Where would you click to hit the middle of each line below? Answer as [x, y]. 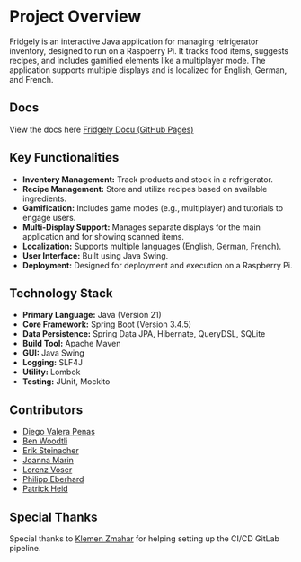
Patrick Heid [45, 489]
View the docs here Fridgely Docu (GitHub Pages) [102, 129]
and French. [31, 79]
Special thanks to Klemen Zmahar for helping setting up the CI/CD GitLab [145, 539]
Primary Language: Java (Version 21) [92, 315]
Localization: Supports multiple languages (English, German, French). [151, 246]
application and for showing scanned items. [103, 236]
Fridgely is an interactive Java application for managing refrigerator [134, 41]
